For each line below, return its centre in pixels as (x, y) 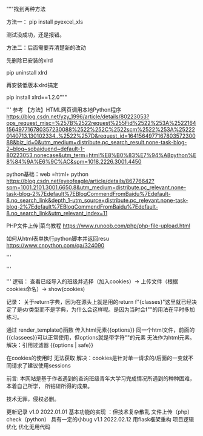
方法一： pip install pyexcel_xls (45, 22)
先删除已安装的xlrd (30, 60)
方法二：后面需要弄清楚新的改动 (46, 48)
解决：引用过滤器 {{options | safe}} (50, 345)
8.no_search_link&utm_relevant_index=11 (57, 213)
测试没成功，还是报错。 (35, 35)
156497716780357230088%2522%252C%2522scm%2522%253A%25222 (101, 129)
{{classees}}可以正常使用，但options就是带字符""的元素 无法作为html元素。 (101, 337)
